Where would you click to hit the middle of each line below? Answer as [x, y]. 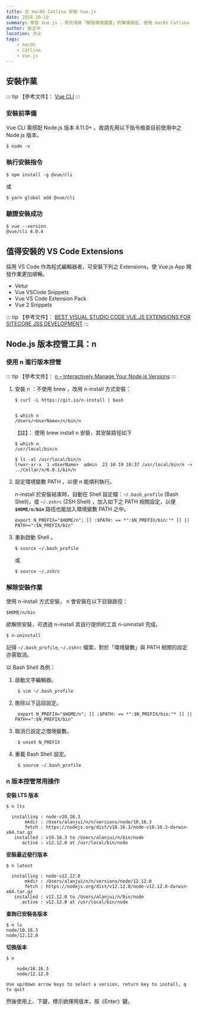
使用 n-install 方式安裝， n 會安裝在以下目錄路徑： [67, 601]
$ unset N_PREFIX [39, 743]
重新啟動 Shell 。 [35, 537]
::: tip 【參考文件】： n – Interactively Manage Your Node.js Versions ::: [91, 376]
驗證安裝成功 [25, 214]
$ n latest [20, 866]
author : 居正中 [23, 28]
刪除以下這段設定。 [38, 703]
